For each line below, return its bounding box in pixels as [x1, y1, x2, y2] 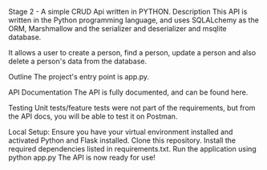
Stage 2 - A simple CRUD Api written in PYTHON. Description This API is [8, 7, 248, 16]
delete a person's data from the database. [8, 56, 147, 66]
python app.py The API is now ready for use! [8, 152, 156, 162]
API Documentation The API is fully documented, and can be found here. [8, 87, 249, 97]
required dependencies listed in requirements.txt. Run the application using [8, 144, 257, 153]
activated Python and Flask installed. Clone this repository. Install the [8, 136, 237, 145]
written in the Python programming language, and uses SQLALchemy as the [8, 15, 259, 25]
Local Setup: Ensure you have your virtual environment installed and [8, 127, 233, 136]
